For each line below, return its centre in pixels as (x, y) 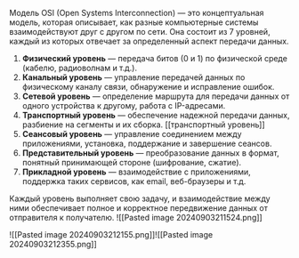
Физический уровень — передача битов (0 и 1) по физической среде (154, 58)
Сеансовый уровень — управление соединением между (132, 134)
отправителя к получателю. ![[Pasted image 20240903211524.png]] (136, 218)
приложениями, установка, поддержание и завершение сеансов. (147, 143)
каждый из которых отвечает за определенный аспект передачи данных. (149, 41)
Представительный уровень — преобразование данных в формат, (150, 153)
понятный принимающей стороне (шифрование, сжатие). (132, 162)
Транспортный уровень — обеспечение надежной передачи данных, (156, 115)
